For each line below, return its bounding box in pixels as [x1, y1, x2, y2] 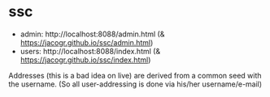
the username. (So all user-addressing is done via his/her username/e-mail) [8, 79, 263, 89]
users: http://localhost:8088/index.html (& [20, 46, 161, 56]
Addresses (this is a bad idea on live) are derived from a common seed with [8, 70, 262, 80]
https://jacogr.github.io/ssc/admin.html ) [20, 37, 154, 47]
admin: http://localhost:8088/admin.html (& [20, 29, 165, 39]
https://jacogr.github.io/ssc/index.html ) [20, 55, 151, 65]
